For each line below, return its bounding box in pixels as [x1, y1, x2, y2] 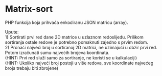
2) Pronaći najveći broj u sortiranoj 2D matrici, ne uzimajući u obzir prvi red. [5, 44, 158, 50]
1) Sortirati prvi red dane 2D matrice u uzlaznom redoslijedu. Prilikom [5, 34, 143, 40]
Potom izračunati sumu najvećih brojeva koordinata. [5, 50, 110, 56]
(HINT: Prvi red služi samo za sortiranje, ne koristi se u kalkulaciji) [5, 55, 137, 60]
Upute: [5, 29, 19, 35]
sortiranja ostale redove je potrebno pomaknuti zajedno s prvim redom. [5, 39, 148, 45]
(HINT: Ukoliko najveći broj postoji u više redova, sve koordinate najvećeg [5, 60, 154, 66]
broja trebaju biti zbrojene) [5, 65, 59, 71]
